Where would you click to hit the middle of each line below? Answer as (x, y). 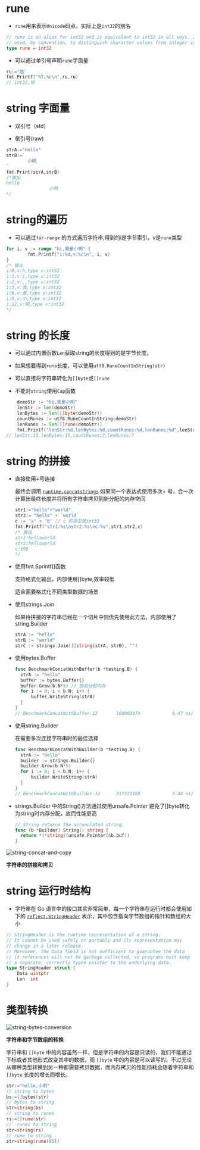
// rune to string (29, 1136)
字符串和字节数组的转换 (35, 1039)
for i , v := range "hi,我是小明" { (49, 249)
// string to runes (30, 1114)
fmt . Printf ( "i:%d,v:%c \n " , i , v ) (69, 254)
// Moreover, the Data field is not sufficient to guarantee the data (96, 951)
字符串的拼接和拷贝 (30, 865)
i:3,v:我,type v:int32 (34, 287)
